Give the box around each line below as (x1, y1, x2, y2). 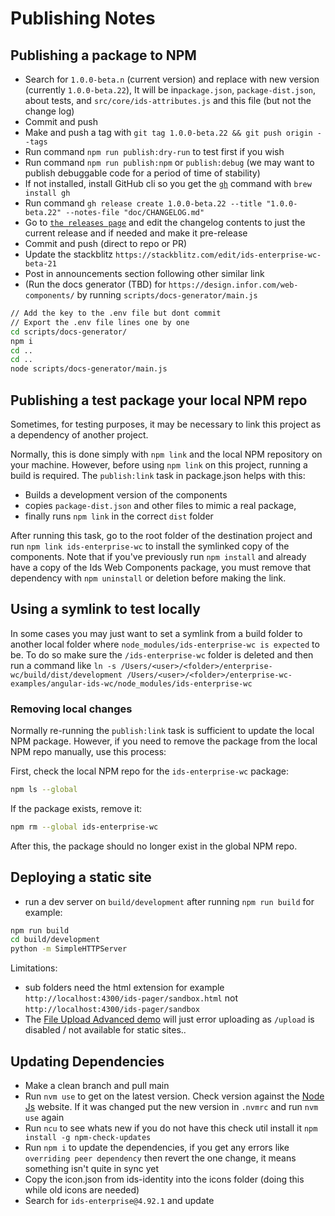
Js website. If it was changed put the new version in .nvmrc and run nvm (24, 1101, 319, 1113)
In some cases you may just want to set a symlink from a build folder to (10, 627, 303, 639)
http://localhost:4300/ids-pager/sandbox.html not (24, 992, 238, 1004)
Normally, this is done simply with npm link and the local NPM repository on (10, 448, 323, 460)
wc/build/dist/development (10, 670, 123, 680)
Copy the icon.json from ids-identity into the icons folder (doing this (24, 1173, 305, 1186)
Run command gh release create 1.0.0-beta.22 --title (24, 197, 263, 209)
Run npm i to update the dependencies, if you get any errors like (24, 1142, 290, 1154)
